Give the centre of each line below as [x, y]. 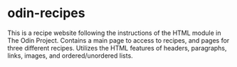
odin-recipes [46, 13]
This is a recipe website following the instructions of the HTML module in [114, 33]
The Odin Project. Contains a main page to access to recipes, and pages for [118, 40]
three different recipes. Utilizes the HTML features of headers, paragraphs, [117, 48]
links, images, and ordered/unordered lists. [70, 56]
